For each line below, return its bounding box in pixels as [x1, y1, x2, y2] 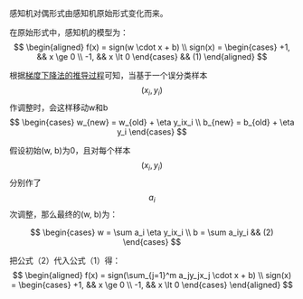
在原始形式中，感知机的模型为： [9, 27, 128, 38]
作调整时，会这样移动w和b [9, 102, 109, 113]
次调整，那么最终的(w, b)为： [9, 209, 118, 220]
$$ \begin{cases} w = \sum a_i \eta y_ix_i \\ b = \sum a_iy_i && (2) [30, 227, 274, 238]
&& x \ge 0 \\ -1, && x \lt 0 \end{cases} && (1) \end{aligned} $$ [36, 51, 268, 61]
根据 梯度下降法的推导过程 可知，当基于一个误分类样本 [9, 70, 208, 80]
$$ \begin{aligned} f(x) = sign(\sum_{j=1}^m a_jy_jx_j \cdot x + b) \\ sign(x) [12, 270, 292, 281]
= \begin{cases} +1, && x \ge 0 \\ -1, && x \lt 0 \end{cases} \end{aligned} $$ [10, 279, 294, 291]
